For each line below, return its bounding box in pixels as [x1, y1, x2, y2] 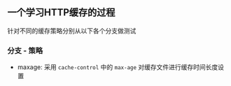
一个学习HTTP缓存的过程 [7, 6, 115, 19]
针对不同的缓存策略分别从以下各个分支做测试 [7, 27, 136, 35]
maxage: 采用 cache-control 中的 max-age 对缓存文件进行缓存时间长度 [17, 63, 218, 71]
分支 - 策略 [7, 45, 43, 55]
